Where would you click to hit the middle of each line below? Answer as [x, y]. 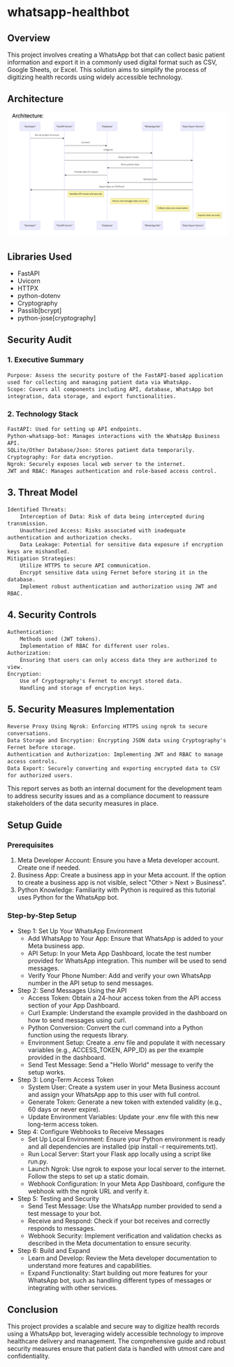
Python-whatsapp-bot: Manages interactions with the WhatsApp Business [114, 437]
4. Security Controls [52, 615]
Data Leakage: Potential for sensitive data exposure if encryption [122, 544]
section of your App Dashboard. [74, 1005]
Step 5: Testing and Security [58, 1198]
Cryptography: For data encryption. [60, 458]
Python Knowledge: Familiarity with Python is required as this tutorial [116, 890]
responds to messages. [61, 1228]
